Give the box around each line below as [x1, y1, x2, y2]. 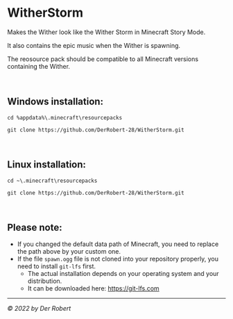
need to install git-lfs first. [17, 262, 96, 270]
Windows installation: [7, 96, 104, 108]
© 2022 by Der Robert [7, 304, 71, 313]
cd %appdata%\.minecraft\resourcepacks [7, 114, 123, 121]
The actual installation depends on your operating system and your [27, 270, 220, 278]
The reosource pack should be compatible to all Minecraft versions [7, 54, 199, 63]
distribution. [27, 277, 62, 286]
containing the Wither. [7, 62, 71, 70]
